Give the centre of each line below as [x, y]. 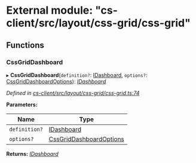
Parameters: [22, 104]
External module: [50, 10]
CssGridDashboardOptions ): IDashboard [56, 81]
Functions [25, 45]
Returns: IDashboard [32, 153]
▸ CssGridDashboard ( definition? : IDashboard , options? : [77, 75]
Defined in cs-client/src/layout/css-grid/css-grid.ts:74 [73, 93]
